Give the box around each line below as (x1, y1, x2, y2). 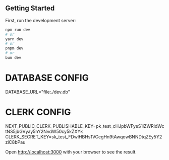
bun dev (5, 55, 22, 60)
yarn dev (5, 36, 24, 42)
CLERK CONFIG (5, 107, 71, 118)
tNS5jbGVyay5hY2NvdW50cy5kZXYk (5, 128, 83, 134)
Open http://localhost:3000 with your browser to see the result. (5, 148, 137, 155)
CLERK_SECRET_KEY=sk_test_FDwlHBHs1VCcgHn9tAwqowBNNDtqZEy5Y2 (5, 133, 162, 140)
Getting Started (5, 4, 55, 13)
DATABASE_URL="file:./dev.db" (5, 89, 71, 95)
